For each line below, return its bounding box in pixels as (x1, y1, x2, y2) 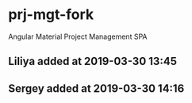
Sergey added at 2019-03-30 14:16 (8, 82, 185, 95)
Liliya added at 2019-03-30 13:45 (8, 55, 177, 68)
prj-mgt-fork (8, 6, 94, 24)
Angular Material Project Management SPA (8, 32, 148, 41)
